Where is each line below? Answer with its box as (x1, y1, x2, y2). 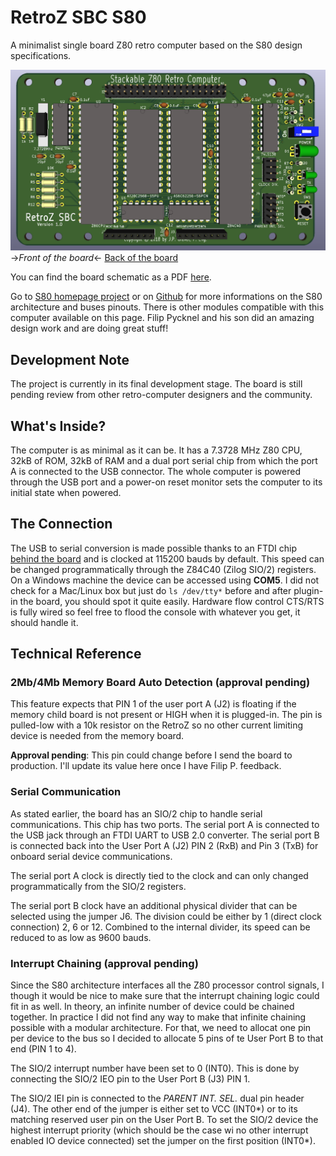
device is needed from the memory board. (10, 730, 185, 742)
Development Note (10, 351, 130, 368)
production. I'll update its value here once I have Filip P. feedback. (10, 760, 282, 772)
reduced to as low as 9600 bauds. (10, 931, 152, 943)
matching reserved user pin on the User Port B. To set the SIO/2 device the (10, 1114, 319, 1126)
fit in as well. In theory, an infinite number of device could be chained (10, 1001, 295, 1013)
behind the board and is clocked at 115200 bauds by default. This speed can (10, 552, 325, 565)
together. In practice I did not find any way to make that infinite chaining (10, 1011, 307, 1023)
